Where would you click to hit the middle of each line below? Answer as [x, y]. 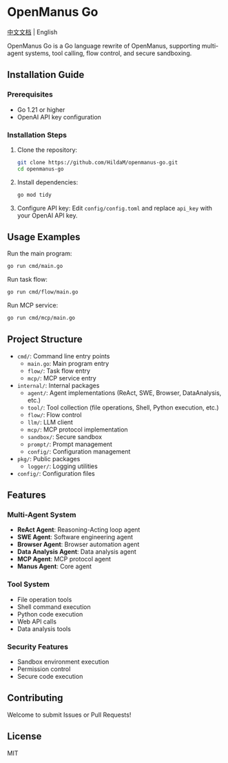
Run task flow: [28, 280]
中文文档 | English [32, 32]
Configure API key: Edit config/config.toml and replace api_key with [114, 208]
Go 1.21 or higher [41, 109]
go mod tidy [34, 195]
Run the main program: [40, 253]
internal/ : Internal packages [58, 385]
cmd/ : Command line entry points [63, 356]
